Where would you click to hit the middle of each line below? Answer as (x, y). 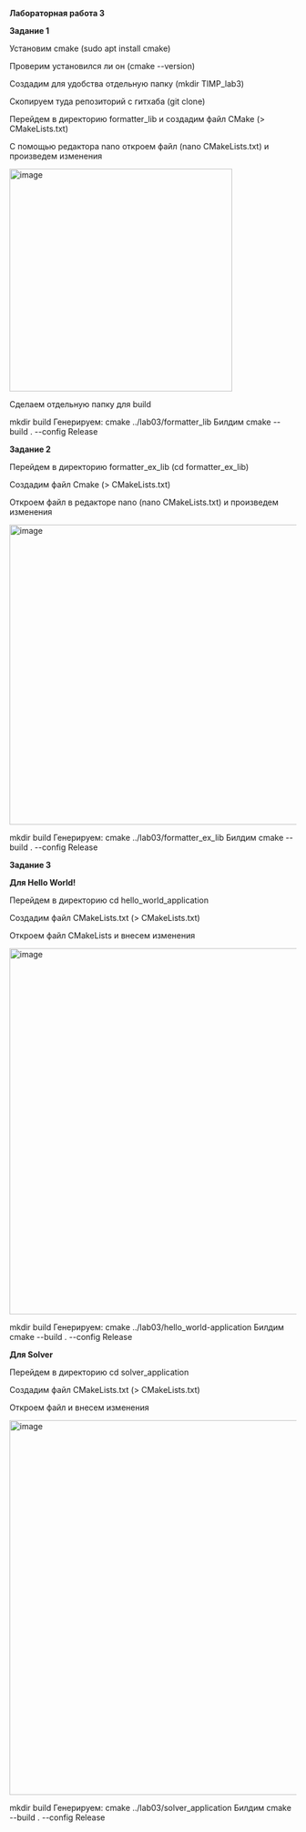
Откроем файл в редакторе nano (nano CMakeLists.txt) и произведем (144, 502)
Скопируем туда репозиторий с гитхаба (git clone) (107, 101)
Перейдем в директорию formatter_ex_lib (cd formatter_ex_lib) (129, 467)
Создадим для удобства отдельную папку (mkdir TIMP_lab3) (127, 84)
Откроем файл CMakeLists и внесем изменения (102, 936)
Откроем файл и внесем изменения (79, 1407)
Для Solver (31, 1355)
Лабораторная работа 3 (57, 13)
